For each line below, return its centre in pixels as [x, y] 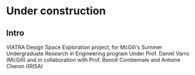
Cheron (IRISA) [25, 66]
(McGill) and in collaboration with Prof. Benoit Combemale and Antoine [94, 60]
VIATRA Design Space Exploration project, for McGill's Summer [84, 47]
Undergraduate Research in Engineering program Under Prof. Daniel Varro [98, 54]
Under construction [56, 11]
